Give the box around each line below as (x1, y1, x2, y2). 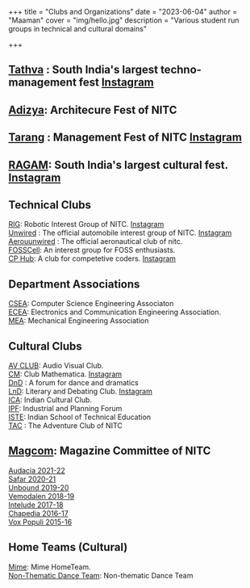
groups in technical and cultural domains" (8, 24, 148, 33)
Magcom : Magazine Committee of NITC (8, 444, 211, 458)
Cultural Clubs (8, 339, 82, 353)
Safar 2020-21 (8, 474, 56, 484)
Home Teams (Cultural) (8, 540, 128, 554)
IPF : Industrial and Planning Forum (8, 404, 123, 413)
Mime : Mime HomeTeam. (8, 561, 91, 572)
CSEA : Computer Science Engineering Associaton (8, 299, 174, 309)
